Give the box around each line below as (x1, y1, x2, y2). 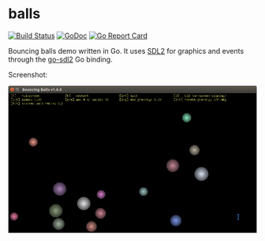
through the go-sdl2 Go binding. (8, 55, 113, 64)
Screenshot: (8, 70, 48, 79)
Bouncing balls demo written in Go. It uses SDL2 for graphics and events (8, 46, 244, 55)
